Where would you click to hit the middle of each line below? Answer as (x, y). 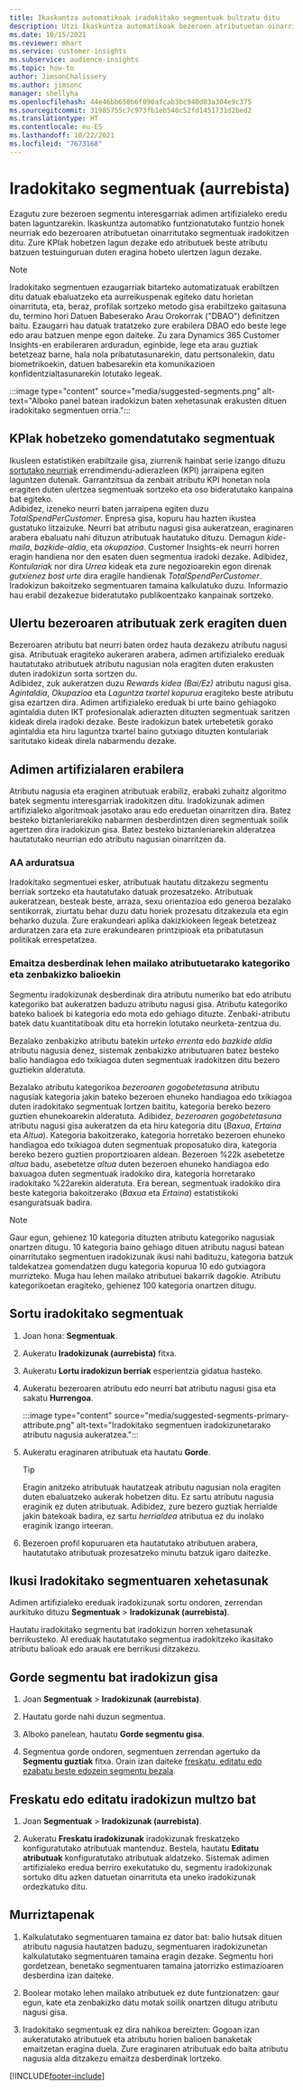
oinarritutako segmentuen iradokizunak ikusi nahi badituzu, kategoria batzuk (151, 1257)
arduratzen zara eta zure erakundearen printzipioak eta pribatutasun (137, 930)
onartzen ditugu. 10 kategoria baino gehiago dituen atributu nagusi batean (147, 1247)
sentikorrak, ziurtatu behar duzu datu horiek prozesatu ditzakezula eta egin (149, 911)
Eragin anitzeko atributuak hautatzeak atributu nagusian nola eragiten (151, 1487)
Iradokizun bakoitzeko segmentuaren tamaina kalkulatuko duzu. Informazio (149, 585)
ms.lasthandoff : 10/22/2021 (62, 136)
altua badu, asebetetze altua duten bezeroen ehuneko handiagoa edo (139, 1163)
